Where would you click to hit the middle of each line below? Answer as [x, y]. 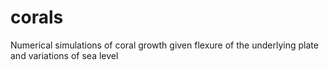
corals [37, 17]
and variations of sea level [64, 55]
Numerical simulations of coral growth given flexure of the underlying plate [164, 45]
